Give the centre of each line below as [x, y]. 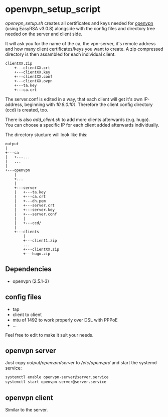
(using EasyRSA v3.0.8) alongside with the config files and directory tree [80, 28]
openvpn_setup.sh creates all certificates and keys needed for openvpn [79, 23]
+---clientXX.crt [32, 68]
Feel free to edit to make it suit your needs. [49, 335]
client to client [27, 315]
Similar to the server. [27, 409]
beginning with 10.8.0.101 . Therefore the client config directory [89, 105]
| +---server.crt [35, 205]
